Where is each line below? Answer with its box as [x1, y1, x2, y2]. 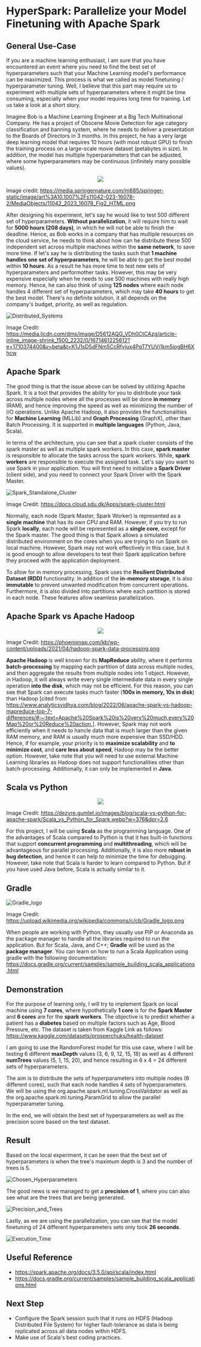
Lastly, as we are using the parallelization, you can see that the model [6, 1217, 178, 1224]
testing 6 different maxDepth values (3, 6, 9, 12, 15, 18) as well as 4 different [6, 1050, 193, 1058]
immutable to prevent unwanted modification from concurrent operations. [6, 581, 189, 588]
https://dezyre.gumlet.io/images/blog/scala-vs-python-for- [41, 809, 187, 817]
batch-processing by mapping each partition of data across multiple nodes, [6, 663, 194, 670]
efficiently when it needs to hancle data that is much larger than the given [6, 726, 187, 734]
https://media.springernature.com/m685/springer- [39, 187, 165, 194]
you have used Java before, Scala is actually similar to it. [6, 866, 146, 873]
